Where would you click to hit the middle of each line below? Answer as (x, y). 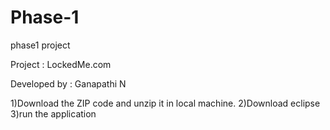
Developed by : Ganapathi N (68, 83)
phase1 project (40, 45)
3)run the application (53, 113)
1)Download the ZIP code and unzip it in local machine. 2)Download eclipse (165, 103)
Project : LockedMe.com (61, 64)
